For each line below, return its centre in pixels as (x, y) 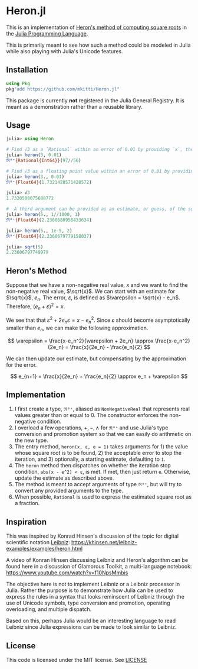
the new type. (31, 440)
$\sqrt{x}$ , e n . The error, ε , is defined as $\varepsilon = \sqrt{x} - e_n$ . (93, 298)
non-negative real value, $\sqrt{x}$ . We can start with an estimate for (91, 292)
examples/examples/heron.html (44, 549)
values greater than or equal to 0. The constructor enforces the (91, 415)
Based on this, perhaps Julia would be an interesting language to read (91, 621)
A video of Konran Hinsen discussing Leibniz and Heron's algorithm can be (97, 560)
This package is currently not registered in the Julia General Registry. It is (95, 100)
